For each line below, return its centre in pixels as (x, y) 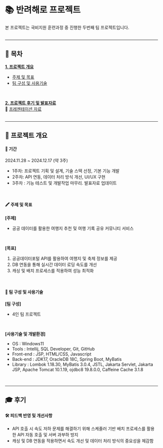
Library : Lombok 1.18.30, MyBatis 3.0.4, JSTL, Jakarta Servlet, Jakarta (82, 364)
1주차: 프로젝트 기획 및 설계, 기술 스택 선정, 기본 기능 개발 (66, 171)
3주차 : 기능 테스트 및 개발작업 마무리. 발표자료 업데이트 (65, 183)
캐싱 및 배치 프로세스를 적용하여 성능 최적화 (53, 270)
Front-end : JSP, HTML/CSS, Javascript (52, 354)
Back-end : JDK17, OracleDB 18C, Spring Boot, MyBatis (67, 359)
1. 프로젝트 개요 (19, 67)
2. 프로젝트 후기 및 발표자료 (31, 103)
